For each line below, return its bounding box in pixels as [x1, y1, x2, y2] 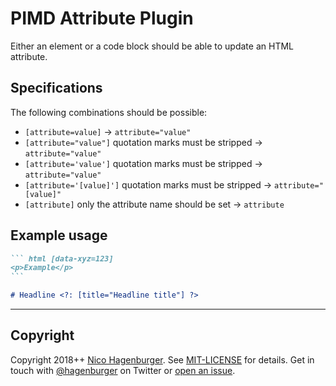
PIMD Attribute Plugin [10, 7, 194, 30]
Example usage [10, 227, 108, 244]
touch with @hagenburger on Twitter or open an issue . [10, 364, 236, 376]
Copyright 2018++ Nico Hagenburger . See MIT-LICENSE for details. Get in [10, 353, 315, 366]
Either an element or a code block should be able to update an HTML [10, 40, 294, 52]
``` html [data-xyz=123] [10, 253, 114, 264]
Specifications [10, 80, 103, 97]
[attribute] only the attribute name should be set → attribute [24, 198, 285, 210]
